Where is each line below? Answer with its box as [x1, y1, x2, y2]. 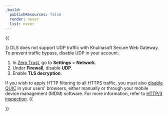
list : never [9, 21, 35, 26]
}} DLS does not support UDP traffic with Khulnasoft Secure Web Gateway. [5, 44, 159, 50]
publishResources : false [9, 12, 61, 17]
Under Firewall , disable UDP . [12, 65, 72, 71]
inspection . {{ [5, 96, 33, 102]
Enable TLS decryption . [12, 70, 62, 76]
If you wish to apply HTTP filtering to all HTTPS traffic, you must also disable [5, 80, 163, 86]
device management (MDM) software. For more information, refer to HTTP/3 [5, 90, 162, 96]
